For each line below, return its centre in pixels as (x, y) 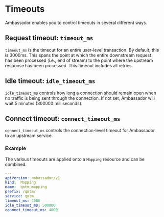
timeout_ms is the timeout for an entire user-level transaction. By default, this (82, 50)
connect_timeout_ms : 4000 (31, 210)
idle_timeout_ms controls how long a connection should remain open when (81, 93)
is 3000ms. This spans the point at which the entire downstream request (78, 55)
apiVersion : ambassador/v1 (33, 178)
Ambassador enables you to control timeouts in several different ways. (76, 23)
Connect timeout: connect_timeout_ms (63, 119)
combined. (16, 164)
